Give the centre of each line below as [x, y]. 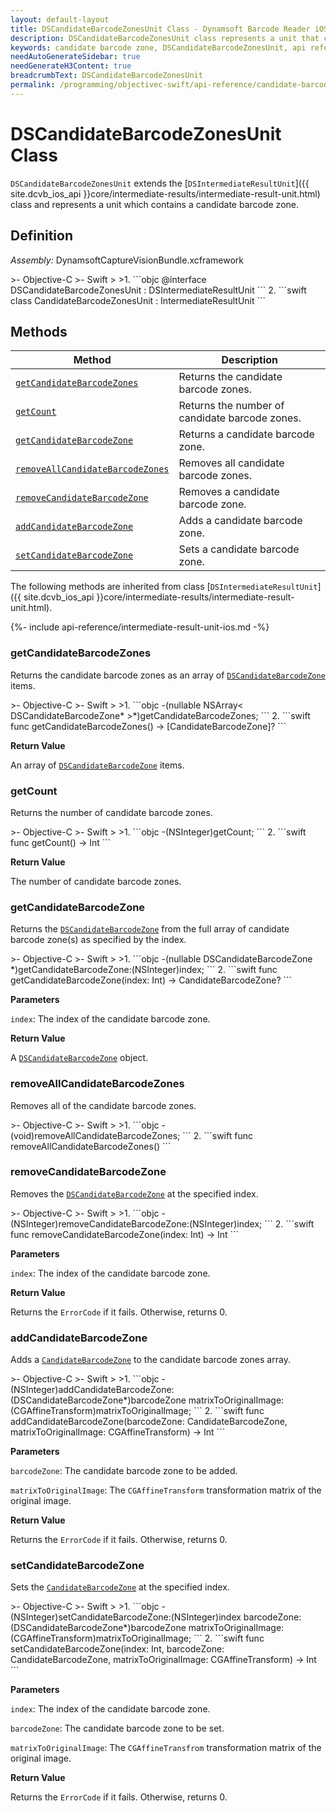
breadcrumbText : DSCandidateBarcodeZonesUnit [106, 76]
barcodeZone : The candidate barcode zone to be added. [124, 1471]
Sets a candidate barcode [239, 549]
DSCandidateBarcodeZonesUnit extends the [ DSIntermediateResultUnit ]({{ [160, 183]
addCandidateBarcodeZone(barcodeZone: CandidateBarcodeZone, [149, 1422]
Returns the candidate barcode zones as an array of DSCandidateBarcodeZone [168, 675]
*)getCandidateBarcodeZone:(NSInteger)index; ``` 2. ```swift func [144, 970]
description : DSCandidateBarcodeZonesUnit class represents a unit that [165, 38]
